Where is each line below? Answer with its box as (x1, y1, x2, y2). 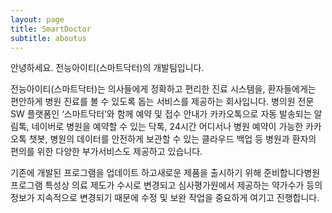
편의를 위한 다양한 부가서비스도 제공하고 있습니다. (10, 146, 203, 158)
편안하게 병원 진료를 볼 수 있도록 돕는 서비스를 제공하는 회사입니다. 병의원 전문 (10, 96, 315, 108)
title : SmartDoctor (10, 24, 92, 34)
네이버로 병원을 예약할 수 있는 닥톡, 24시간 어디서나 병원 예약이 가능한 (31, 121, 304, 133)
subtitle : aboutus (10, 33, 87, 43)
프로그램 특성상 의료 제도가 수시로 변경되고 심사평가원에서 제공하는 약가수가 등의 (10, 179, 323, 191)
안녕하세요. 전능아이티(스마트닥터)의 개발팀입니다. (10, 62, 205, 74)
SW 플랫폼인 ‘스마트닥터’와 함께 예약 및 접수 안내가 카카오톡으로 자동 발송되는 (10, 108, 312, 120)
